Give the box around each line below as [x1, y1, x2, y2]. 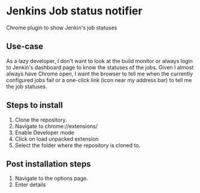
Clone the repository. [14, 116, 67, 123]
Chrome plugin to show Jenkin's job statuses [6, 24, 117, 31]
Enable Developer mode [14, 129, 75, 136]
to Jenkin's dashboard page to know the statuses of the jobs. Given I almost [6, 64, 194, 71]
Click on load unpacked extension [14, 135, 99, 142]
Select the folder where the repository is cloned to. [14, 141, 141, 149]
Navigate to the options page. [14, 175, 89, 182]
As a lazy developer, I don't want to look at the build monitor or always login [6, 57, 193, 64]
